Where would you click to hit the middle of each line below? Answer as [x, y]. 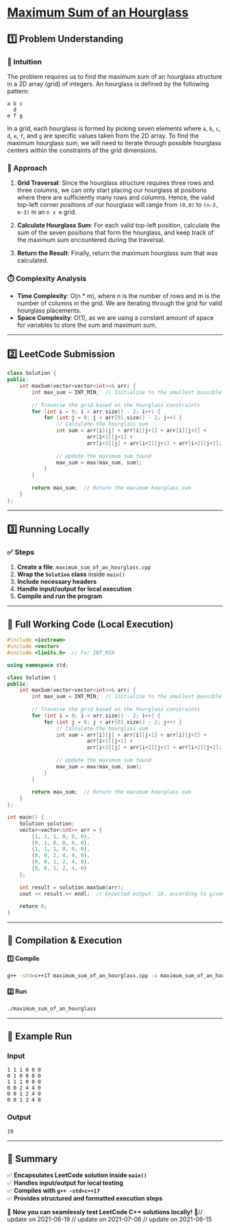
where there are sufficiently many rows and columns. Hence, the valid [116, 197]
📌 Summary [33, 1158]
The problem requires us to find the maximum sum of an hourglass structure [115, 76]
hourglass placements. [49, 310]
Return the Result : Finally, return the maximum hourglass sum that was [117, 253]
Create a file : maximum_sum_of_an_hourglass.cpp [84, 567]
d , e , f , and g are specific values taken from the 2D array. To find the [103, 136]
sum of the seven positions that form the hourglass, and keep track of [115, 233]
